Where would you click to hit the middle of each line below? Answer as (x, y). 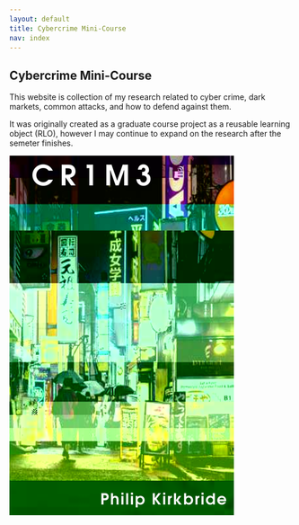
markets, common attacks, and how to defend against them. (120, 107)
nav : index (30, 38)
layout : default (40, 19)
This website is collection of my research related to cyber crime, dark (138, 97)
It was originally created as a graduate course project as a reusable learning (150, 124)
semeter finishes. (41, 143)
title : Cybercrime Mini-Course (68, 28)
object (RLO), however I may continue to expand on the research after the (145, 134)
